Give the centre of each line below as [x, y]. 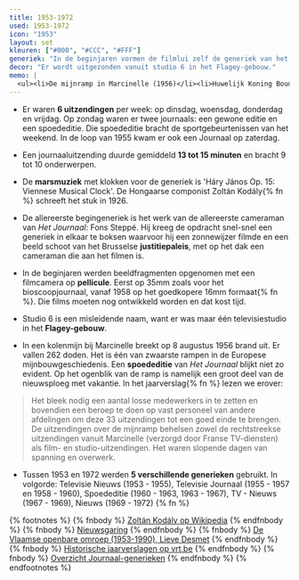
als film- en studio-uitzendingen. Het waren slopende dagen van [149, 447]
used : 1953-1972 [39, 26]
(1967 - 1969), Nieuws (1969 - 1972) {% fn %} [105, 502]
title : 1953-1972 [41, 17]
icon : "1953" [33, 34]
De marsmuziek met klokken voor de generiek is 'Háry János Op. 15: [149, 181]
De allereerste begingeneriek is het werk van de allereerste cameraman [153, 217]
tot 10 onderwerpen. [59, 164]
